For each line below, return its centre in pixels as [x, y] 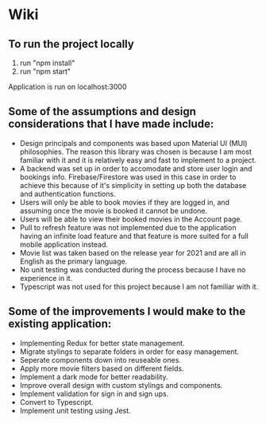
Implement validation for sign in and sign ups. [94, 394]
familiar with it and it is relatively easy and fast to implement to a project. [138, 160]
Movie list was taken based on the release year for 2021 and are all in [133, 252]
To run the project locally [71, 44]
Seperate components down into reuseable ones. [100, 360]
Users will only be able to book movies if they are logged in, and [125, 202]
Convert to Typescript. [56, 402]
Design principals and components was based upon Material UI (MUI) [133, 143]
